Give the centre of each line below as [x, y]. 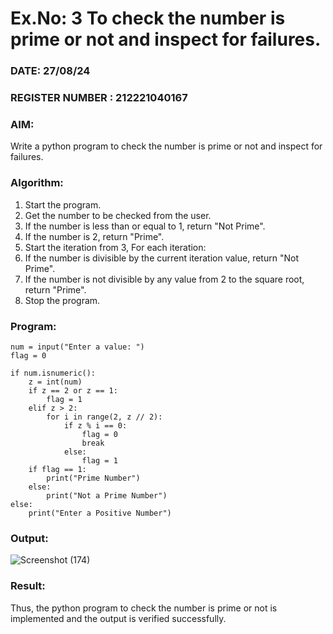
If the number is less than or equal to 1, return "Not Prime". [145, 226]
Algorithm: [37, 183]
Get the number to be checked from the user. [118, 215]
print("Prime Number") [93, 478]
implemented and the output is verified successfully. [118, 618]
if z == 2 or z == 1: [73, 390]
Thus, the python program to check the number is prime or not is [144, 608]
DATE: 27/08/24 [50, 71]
